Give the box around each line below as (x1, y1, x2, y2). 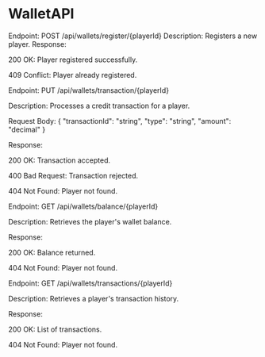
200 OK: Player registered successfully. (8, 55, 138, 64)
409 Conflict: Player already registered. (8, 70, 137, 79)
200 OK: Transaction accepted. (8, 155, 111, 165)
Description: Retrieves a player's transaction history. (8, 294, 179, 303)
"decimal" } (8, 125, 46, 134)
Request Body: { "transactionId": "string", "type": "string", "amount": (8, 116, 232, 125)
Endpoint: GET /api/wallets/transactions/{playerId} (8, 278, 173, 288)
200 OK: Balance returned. (8, 248, 96, 257)
